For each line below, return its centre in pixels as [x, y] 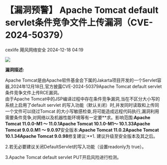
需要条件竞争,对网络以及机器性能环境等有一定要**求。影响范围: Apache [78, 117]
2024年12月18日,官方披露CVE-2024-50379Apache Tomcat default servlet [86, 86]
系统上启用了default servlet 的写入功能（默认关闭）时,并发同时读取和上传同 [82, 105]
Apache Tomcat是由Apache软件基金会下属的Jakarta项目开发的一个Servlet [81, 80]
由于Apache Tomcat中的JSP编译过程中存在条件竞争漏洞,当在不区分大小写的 [83, 99]
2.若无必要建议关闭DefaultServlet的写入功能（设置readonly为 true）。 [76, 147]
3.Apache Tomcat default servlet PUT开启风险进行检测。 [63, 157]
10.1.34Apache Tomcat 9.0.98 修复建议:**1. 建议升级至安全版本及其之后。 [82, 136]
